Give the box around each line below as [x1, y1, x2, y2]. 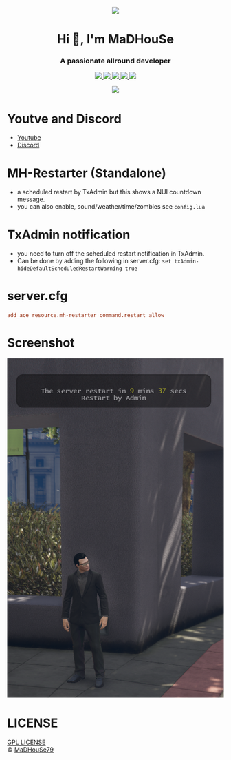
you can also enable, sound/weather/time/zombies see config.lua [16, 203, 206, 211]
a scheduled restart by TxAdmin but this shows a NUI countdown [16, 188, 201, 196]
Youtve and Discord [7, 111, 122, 127]
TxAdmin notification [7, 227, 131, 243]
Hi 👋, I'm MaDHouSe [57, 32, 174, 48]
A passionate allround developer [60, 56, 171, 65]
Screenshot [7, 335, 75, 351]
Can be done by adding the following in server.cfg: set [16, 257, 172, 265]
